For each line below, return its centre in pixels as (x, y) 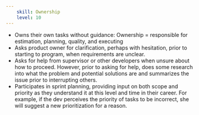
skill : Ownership (39, 12)
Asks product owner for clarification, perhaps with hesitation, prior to (101, 48)
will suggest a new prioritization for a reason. (71, 105)
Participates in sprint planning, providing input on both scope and (96, 86)
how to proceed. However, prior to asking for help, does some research (104, 67)
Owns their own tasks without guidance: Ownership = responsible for (101, 34)
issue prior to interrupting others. (56, 80)
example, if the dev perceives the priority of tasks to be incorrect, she (102, 99)
